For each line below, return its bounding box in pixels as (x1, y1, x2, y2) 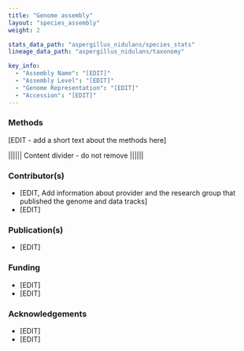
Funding (8, 262, 41, 273)
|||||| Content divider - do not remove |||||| (8, 151, 144, 160)
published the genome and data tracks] (19, 196, 148, 206)
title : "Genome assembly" (8, 11, 93, 20)
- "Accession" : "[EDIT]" (15, 91, 97, 99)
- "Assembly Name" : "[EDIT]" (15, 69, 111, 77)
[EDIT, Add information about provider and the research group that (19, 189, 236, 198)
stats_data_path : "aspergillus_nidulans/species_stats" (8, 40, 195, 48)
